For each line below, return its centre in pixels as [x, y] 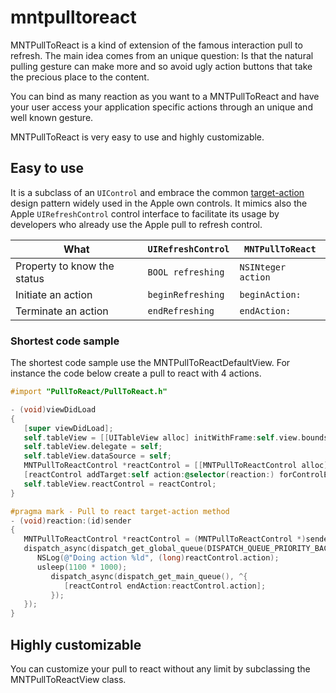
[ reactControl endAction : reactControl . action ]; [165, 586]
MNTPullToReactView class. [68, 679]
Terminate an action [62, 311]
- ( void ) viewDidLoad [53, 409]
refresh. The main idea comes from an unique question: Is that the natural [162, 55]
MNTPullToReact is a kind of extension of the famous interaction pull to [156, 45]
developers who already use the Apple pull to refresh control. [136, 224]
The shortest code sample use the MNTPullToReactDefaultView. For [150, 363]
